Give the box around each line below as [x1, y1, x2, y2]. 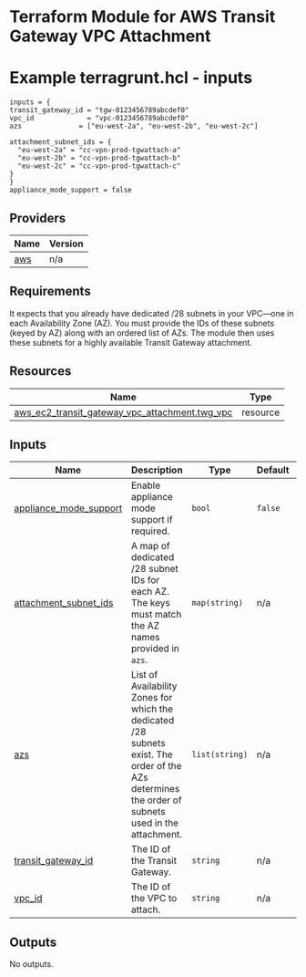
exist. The [130, 748, 173, 761]
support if [130, 514, 173, 526]
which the [130, 702, 174, 715]
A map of [130, 540, 170, 553]
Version [48, 237, 84, 250]
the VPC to [130, 892, 178, 905]
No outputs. [9, 959, 54, 970]
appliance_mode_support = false [9, 185, 132, 195]
